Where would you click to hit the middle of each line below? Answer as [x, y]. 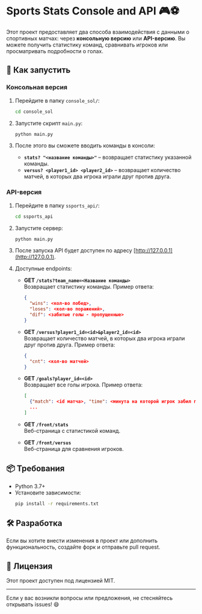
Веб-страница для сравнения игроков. [74, 449]
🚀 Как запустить [38, 70]
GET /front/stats [46, 424]
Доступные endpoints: [43, 269]
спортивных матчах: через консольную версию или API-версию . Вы [96, 38]
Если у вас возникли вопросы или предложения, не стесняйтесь [90, 598]
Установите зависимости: [48, 493]
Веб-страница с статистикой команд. [72, 430]
